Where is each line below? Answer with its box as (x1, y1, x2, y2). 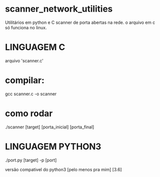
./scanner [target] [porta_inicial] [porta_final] (5, 124, 94, 130)
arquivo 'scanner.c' (5, 57, 44, 64)
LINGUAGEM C (5, 42, 66, 53)
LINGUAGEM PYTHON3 (5, 141, 101, 152)
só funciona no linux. (5, 24, 47, 30)
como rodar (5, 108, 53, 119)
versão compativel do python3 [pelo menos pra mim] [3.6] (5, 166, 122, 172)
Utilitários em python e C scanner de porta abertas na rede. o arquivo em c (5, 19, 156, 25)
